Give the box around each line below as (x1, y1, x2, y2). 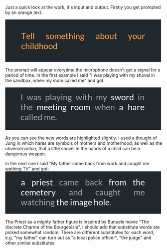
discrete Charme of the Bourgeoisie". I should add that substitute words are (5, 224, 160, 230)
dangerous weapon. (5, 151, 46, 157)
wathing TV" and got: (5, 166, 49, 172)
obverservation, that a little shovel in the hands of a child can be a (5, 146, 141, 151)
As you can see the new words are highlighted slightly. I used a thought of (5, 135, 158, 141)
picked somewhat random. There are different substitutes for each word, (5, 230, 155, 235)
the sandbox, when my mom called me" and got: (5, 77, 105, 83)
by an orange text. (5, 9, 43, 15)
